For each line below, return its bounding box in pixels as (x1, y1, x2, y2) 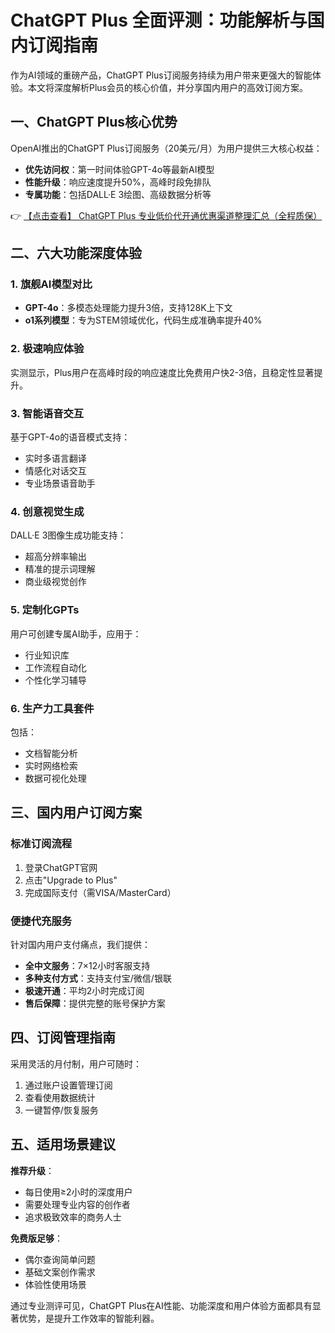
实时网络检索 (24, 759, 78, 771)
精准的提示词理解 (24, 563, 96, 575)
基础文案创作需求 (24, 1266, 96, 1278)
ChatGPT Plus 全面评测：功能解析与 (10, 9, 308, 32)
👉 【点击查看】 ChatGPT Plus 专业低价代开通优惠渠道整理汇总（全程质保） (10, 209, 323, 221)
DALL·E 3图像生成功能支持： (10, 529, 127, 541)
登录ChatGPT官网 (24, 861, 98, 873)
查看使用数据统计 (24, 1091, 96, 1103)
